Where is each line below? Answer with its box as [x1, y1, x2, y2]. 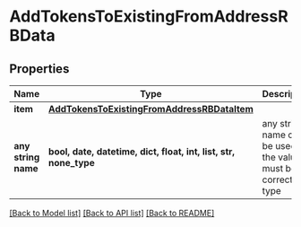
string [13, 151, 40, 163]
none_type [47, 157, 96, 169]
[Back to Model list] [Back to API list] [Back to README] [9, 208, 215, 218]
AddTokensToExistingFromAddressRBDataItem [47, 103, 254, 115]
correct [262, 173, 293, 186]
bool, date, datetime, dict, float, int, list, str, [47, 145, 236, 158]
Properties [9, 61, 70, 76]
